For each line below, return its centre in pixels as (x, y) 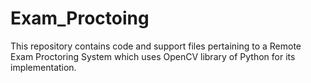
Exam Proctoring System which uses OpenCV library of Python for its (153, 56)
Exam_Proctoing (80, 18)
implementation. (43, 67)
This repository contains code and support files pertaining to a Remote (156, 46)
